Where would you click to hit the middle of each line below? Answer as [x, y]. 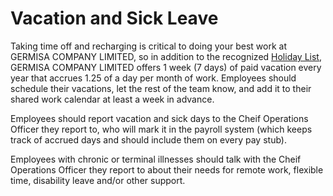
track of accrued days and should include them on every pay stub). [148, 139]
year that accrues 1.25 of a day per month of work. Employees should [153, 78]
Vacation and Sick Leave [114, 18]
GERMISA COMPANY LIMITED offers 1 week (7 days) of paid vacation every [166, 67]
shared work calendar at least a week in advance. [112, 99]
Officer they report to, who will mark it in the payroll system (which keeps [161, 129]
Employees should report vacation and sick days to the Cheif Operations [159, 118]
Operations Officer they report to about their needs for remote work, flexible [167, 169]
